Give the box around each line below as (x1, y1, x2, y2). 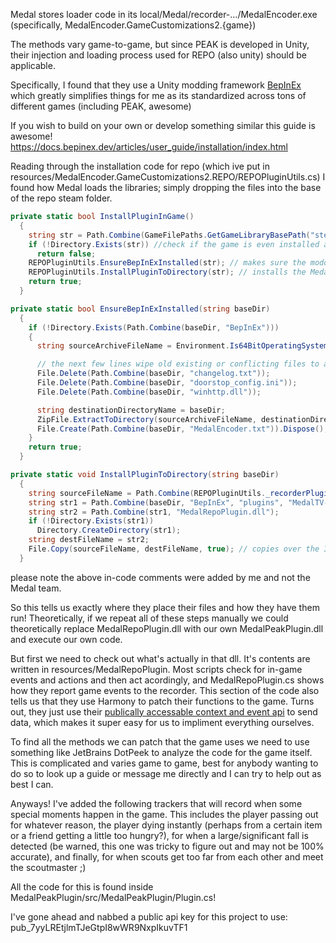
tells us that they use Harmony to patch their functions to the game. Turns (10, 695, 315, 707)
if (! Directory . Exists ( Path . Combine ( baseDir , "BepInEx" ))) (28, 322, 280, 333)
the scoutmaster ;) (10, 861, 87, 873)
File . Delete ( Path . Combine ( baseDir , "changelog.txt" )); (36, 369, 271, 379)
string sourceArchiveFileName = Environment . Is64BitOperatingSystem (36, 341, 329, 351)
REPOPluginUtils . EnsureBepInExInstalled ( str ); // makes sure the (28, 258, 307, 268)
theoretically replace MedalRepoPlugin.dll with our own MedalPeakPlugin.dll (10, 622, 324, 634)
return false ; (36, 249, 97, 259)
